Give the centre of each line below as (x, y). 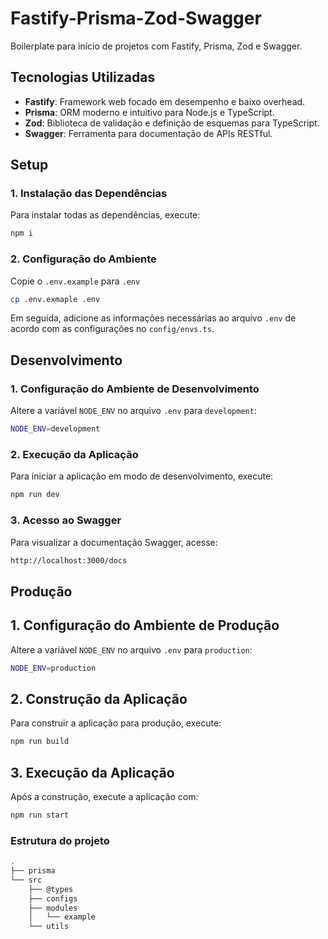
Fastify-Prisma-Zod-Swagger (136, 18)
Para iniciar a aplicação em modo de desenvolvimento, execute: (142, 476)
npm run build (40, 742)
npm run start (40, 815)
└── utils (49, 927)
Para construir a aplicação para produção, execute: (116, 723)
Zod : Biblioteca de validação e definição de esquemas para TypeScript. (172, 123)
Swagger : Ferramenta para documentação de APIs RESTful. (148, 133)
